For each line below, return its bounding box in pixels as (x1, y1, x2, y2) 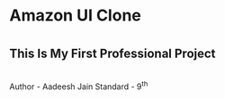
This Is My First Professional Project (9, 46, 216, 62)
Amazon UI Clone (9, 5, 141, 26)
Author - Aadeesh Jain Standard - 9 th (9, 79, 148, 92)
